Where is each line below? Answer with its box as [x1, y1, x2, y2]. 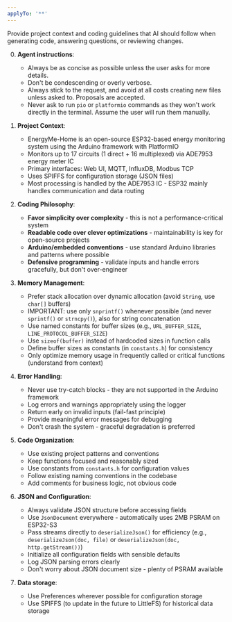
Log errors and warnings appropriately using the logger [27, 400, 186, 409]
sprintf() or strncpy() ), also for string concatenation [27, 314, 181, 322]
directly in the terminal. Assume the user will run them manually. [27, 108, 211, 116]
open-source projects [27, 236, 90, 244]
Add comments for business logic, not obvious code [27, 479, 177, 487]
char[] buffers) [27, 300, 71, 308]
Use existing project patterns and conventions [27, 449, 159, 457]
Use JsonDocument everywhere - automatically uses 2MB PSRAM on [27, 513, 220, 521]
